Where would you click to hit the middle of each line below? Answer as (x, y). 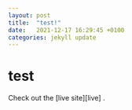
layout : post (29, 15)
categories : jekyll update (52, 37)
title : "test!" (35, 23)
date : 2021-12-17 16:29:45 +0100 (66, 30)
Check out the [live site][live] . (57, 98)
